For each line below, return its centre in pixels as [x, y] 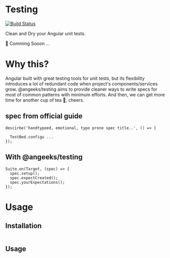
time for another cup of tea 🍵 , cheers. [45, 100]
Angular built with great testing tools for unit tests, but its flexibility [75, 78]
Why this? [27, 64]
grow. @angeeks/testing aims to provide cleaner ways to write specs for [81, 89]
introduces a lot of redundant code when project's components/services [82, 83]
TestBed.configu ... [32, 137]
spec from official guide [44, 116]
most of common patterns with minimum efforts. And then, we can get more [85, 94]
